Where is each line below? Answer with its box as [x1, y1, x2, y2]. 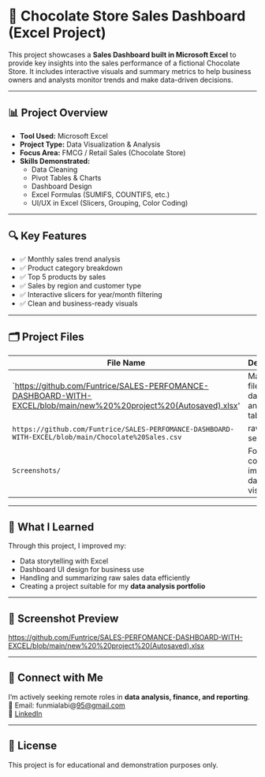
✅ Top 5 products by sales [19, 272, 106, 281]
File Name [106, 358, 146, 369]
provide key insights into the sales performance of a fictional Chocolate [8, 58, 241, 68]
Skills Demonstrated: [19, 156, 91, 165]
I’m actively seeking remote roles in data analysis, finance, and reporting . [8, 692, 250, 701]
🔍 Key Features [8, 229, 87, 243]
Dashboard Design [31, 181, 92, 191]
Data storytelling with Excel [19, 556, 109, 566]
